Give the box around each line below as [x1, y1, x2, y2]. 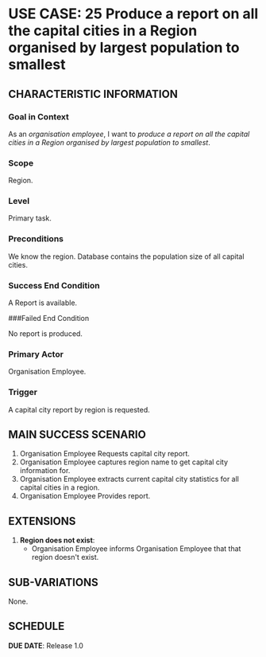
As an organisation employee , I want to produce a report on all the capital [8, 129, 250, 139]
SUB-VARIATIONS [8, 575, 98, 589]
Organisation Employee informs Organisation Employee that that [31, 544, 241, 553]
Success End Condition [8, 280, 101, 291]
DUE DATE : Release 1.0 [8, 640, 83, 650]
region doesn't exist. [31, 553, 99, 562]
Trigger [8, 387, 38, 398]
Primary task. [8, 213, 52, 223]
